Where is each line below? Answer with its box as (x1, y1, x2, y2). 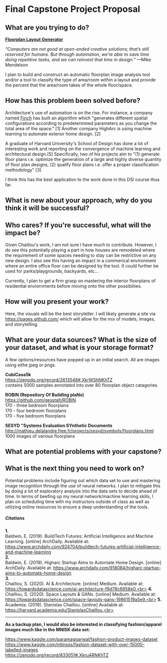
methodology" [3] (5, 166, 42, 172)
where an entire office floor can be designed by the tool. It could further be (5, 263, 159, 269)
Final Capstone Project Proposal (5, 3, 141, 15)
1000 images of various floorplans (5, 433, 76, 439)
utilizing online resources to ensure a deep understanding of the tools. (5, 503, 149, 510)
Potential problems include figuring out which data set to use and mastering (5, 477, 161, 483)
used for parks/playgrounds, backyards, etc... (5, 268, 99, 274)
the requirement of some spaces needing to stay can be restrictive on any (5, 252, 157, 258)
